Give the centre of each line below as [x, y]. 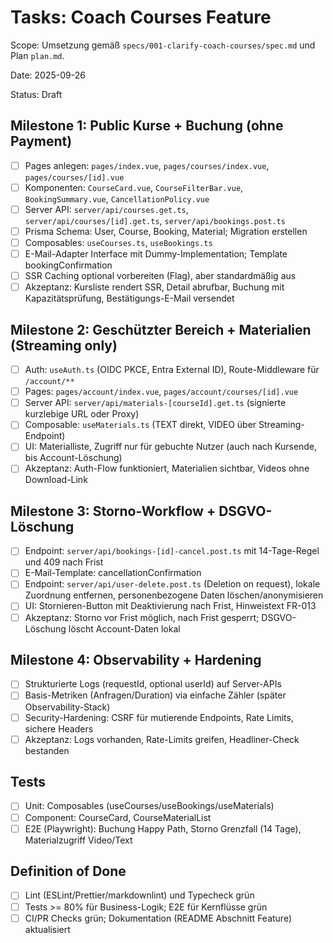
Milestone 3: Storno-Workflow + [113, 511]
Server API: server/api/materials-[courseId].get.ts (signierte [155, 403]
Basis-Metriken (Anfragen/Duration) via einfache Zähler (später [155, 695]
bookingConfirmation [68, 265]
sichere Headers [59, 728]
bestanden [47, 750]
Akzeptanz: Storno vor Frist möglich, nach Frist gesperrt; [142, 617]
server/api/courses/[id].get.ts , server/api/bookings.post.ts [155, 220]
